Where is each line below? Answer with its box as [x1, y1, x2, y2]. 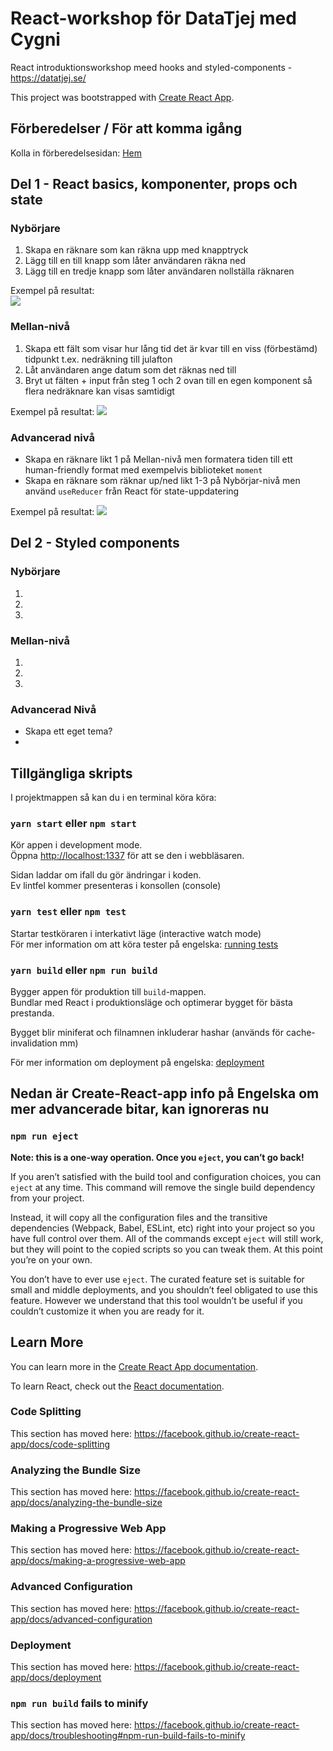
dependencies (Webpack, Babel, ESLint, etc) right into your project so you [10, 1222, 316, 1234]
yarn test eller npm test [10, 905, 127, 919]
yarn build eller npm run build [10, 963, 158, 977]
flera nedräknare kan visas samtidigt [24, 385, 175, 397]
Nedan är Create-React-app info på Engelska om [10, 1085, 320, 1102]
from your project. [10, 1192, 85, 1204]
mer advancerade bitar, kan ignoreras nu [10, 1101, 270, 1118]
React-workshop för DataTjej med [10, 7, 297, 30]
